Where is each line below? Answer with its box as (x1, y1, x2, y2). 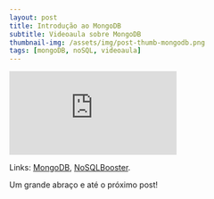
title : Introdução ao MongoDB (9, 21, 122, 30)
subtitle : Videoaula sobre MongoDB (9, 29, 142, 38)
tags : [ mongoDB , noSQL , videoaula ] (9, 46, 142, 55)
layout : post (9, 12, 58, 22)
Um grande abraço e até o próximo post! (9, 179, 159, 190)
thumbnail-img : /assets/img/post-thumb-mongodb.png (9, 37, 205, 47)
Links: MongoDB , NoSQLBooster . (9, 162, 131, 173)
